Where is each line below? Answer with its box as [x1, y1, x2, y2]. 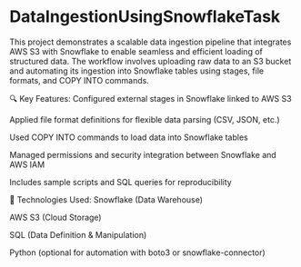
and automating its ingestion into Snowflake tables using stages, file [9, 65, 265, 76]
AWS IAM [9, 159, 45, 170]
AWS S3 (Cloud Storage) [9, 212, 102, 222]
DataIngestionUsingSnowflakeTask [9, 6, 281, 27]
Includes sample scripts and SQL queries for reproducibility [9, 176, 232, 187]
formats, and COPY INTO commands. [9, 74, 150, 85]
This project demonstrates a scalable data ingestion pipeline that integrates [9, 36, 292, 47]
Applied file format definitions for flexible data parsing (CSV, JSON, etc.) [9, 114, 280, 124]
